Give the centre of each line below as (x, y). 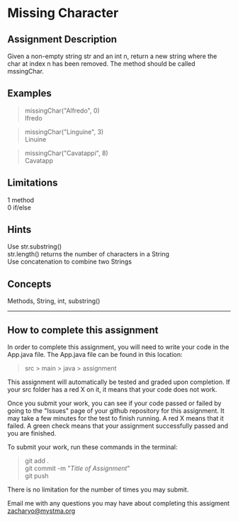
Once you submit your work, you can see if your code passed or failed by (114, 403)
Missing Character (63, 13)
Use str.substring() (35, 246)
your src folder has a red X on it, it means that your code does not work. (112, 390)
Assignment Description (62, 39)
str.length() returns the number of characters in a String (89, 254)
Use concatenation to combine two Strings (70, 262)
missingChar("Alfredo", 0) (62, 110)
